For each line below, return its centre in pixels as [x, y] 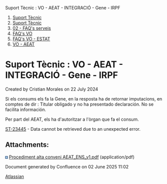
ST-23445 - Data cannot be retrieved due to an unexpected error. [73, 129]
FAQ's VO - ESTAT [31, 39]
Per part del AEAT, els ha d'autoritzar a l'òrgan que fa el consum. [72, 119]
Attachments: [27, 145]
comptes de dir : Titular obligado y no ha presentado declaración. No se [79, 104]
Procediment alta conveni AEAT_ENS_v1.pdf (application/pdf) [72, 157]
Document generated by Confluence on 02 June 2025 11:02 [67, 166]
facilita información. [26, 109]
